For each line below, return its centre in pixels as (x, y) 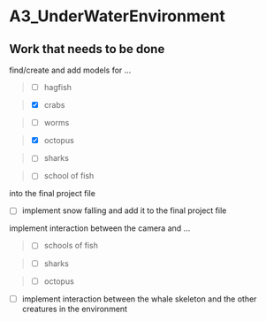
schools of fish (71, 246)
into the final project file (52, 194)
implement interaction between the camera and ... (100, 228)
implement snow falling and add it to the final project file (124, 210)
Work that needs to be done (87, 49)
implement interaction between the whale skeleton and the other (139, 299)
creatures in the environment (75, 309)
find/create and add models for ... (70, 70)
